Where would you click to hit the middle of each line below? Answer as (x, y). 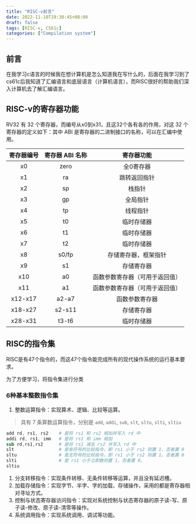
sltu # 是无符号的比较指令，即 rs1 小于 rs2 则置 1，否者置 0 (95, 455)
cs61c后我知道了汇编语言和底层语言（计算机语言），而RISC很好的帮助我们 (95, 81)
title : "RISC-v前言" (30, 11)
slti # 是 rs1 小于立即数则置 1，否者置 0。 (76, 461)
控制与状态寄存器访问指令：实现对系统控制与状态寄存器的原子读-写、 (98, 500)
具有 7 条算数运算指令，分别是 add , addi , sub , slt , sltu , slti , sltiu (101, 422)
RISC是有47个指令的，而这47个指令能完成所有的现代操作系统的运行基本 (93, 359)
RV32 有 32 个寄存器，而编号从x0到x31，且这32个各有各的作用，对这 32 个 (97, 124)
